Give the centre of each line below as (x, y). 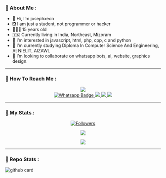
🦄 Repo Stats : (22, 159)
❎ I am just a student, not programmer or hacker (61, 24)
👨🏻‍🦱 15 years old (29, 30)
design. (20, 61)
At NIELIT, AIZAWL (31, 51)
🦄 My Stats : (20, 112)
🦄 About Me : (21, 8)
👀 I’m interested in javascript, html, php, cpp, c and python (72, 40)
